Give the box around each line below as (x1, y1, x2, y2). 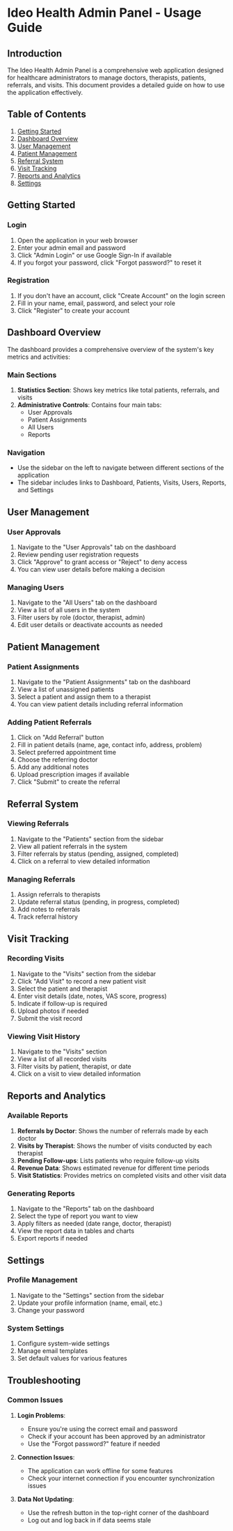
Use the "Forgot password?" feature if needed (27, 1440, 161, 1448)
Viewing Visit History (7, 1031, 81, 1041)
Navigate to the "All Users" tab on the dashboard (17, 598, 158, 607)
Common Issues (7, 1395, 64, 1405)
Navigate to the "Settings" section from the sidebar (17, 1291, 165, 1299)
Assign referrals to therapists (17, 890, 101, 898)
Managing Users (7, 582, 65, 592)
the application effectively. (7, 89, 83, 96)
